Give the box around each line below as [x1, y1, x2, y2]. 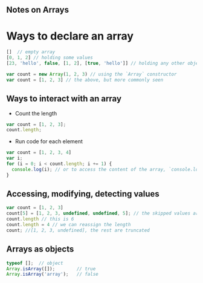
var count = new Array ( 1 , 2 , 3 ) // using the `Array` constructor [6, 71, 177, 77]
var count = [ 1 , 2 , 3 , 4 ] [6, 149, 71, 156]
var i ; [6, 155, 23, 161]
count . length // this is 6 [6, 216, 74, 223]
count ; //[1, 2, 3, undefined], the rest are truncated [6, 227, 150, 233]
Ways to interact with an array [6, 94, 122, 104]
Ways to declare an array [6, 29, 134, 43]
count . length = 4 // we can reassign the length [6, 222, 131, 228]
